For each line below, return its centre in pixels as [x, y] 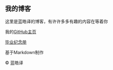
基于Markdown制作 [24, 52]
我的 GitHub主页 [21, 32]
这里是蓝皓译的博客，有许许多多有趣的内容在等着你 [56, 21]
